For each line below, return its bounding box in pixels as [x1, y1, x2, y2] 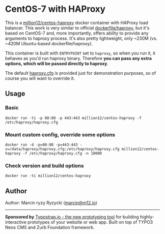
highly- [139, 214, 155, 220]
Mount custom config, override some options [5, 131, 115, 138]
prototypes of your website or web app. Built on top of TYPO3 [27, 219, 153, 225]
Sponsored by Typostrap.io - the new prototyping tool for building [5, 214, 139, 220]
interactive [5, 219, 27, 225]
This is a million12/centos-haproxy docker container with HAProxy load [5, 20, 148, 26]
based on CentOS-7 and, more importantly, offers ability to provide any [5, 30, 149, 36]
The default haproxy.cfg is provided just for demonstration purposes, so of [5, 70, 156, 76]
